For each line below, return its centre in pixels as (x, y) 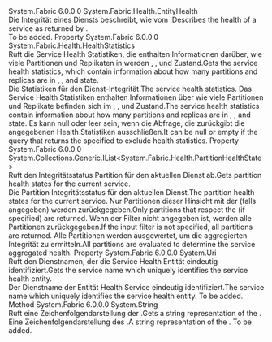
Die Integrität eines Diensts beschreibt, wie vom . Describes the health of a (133, 19)
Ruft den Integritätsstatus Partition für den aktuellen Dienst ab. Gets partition (135, 175)
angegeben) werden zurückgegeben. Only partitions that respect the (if (127, 210)
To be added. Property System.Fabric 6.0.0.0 (84, 37)
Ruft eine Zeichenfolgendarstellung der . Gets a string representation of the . (135, 313)
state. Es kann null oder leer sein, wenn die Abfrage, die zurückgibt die (127, 123)
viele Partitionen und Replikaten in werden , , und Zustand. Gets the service (133, 63)
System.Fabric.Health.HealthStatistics (72, 45)
